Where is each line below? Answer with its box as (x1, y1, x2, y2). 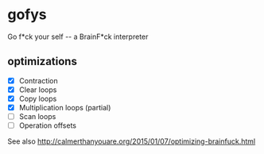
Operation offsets (18, 121, 77, 130)
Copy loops (18, 94, 57, 103)
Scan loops (18, 112, 56, 121)
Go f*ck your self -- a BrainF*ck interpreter (7, 32, 149, 41)
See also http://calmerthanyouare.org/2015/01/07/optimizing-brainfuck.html (7, 137, 256, 146)
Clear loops (18, 85, 57, 94)
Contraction (18, 75, 59, 85)
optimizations (7, 55, 77, 68)
